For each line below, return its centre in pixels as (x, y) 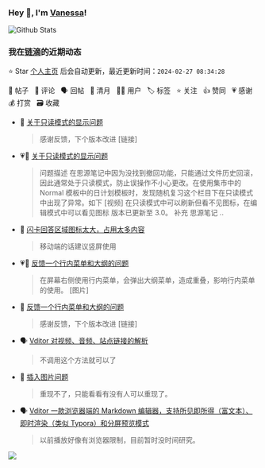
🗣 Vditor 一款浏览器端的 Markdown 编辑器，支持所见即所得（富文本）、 (136, 410)
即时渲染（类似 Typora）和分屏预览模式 (84, 423)
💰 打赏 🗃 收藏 (34, 102)
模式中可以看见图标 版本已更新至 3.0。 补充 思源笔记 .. (135, 212)
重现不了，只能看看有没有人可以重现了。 (106, 393)
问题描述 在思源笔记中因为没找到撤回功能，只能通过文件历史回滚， (148, 172)
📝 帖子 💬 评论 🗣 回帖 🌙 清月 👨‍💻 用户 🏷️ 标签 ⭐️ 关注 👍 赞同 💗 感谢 (131, 90)
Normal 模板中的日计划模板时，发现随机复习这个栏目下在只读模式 (146, 192)
